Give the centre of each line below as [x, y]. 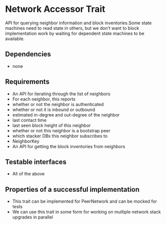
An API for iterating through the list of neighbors [61, 94]
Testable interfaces [36, 162]
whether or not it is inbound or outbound [54, 110]
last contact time [29, 120]
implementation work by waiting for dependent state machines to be [75, 33]
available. [15, 39]
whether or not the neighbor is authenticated [58, 104]
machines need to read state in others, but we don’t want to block [72, 28]
